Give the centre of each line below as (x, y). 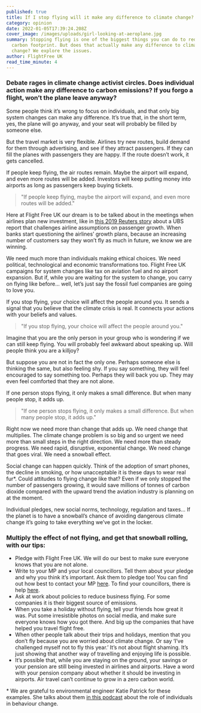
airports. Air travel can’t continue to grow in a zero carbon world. (95, 679)
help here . (27, 590)
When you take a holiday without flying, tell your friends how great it (99, 609)
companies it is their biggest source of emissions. (76, 603)
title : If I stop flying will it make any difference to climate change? (100, 17)
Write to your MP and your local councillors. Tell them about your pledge (104, 571)
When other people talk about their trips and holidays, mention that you (103, 635)
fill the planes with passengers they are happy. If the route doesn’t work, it (98, 154)
